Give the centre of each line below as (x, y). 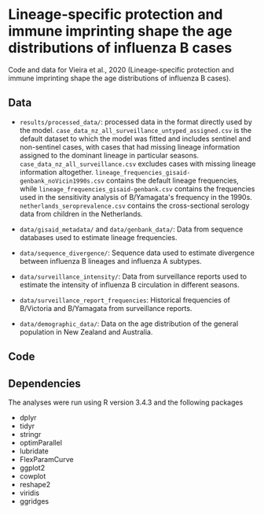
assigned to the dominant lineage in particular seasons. (109, 155)
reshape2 (35, 484)
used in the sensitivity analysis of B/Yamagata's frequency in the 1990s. (136, 197)
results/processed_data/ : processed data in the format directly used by (136, 122)
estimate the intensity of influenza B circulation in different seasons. (129, 284)
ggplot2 (32, 468)
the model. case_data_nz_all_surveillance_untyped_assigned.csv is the (136, 130)
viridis (29, 493)
